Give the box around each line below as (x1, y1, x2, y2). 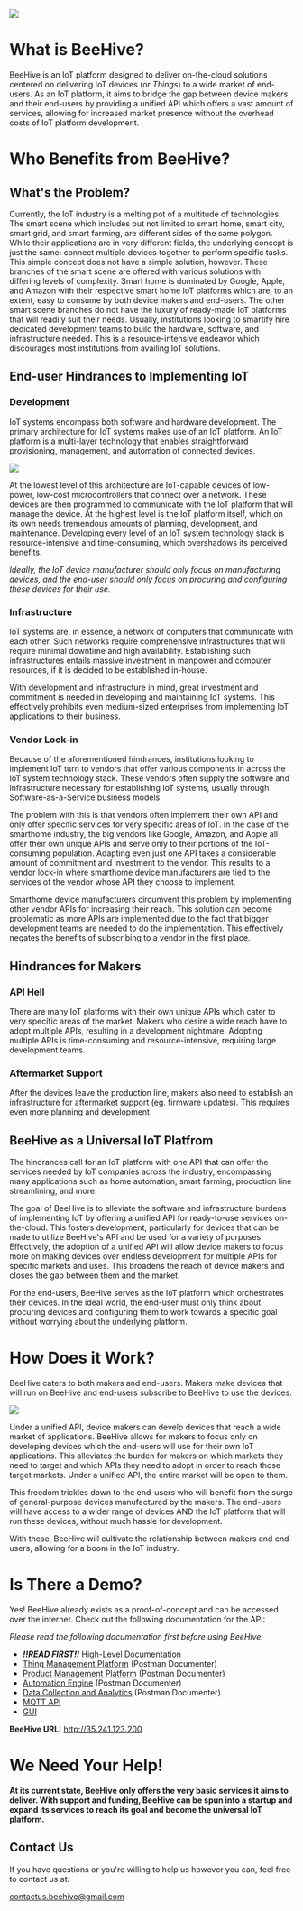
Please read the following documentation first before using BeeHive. (9, 1631, 264, 1641)
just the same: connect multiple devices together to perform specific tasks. (9, 246, 289, 257)
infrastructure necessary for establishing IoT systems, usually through (9, 783, 270, 794)
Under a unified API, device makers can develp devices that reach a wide (9, 1421, 281, 1432)
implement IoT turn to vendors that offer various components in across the (9, 763, 286, 775)
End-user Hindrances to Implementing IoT (9, 369, 250, 384)
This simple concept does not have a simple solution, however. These (9, 256, 268, 267)
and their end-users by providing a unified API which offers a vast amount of (9, 97, 294, 108)
